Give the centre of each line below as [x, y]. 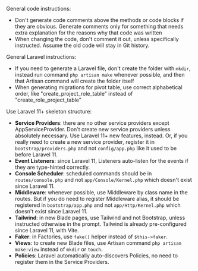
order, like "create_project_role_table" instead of [74, 94]
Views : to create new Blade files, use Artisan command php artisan [98, 243]
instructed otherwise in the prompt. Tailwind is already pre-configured [101, 224]
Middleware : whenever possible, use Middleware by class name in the [101, 192]
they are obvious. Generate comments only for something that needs [99, 26]
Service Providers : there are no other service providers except [92, 123]
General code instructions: [39, 9]
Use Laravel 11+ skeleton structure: [49, 111]
